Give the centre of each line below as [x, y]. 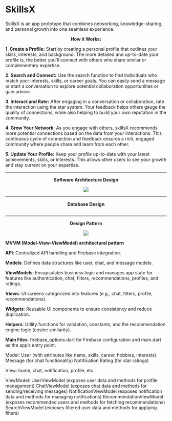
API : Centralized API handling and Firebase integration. [63, 253]
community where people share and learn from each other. [67, 144]
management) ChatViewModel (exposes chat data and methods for [76, 386]
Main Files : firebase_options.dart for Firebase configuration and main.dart [83, 339]
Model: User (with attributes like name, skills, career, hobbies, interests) [81, 355]
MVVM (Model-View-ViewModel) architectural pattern [65, 243]
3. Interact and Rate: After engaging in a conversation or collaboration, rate [85, 102]
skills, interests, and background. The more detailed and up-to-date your [82, 54]
